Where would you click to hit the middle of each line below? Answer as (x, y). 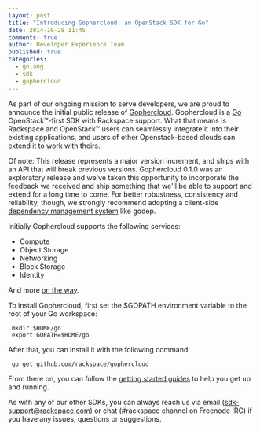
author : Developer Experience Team (66, 45)
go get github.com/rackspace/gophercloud (80, 364)
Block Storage (42, 266)
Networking (38, 258)
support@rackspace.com (49, 411)
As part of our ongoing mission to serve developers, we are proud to (119, 104)
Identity (32, 274)
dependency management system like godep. (82, 211)
